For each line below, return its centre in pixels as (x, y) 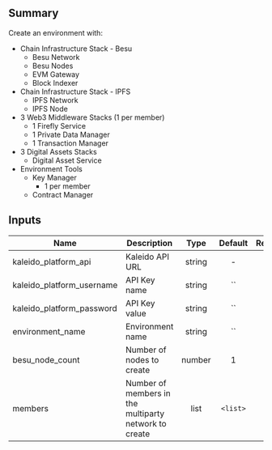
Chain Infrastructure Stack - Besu (76, 49)
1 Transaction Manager (70, 143)
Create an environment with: (56, 32)
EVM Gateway (55, 74)
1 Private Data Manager (71, 134)
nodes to (142, 359)
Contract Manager (63, 194)
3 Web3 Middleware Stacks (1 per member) (92, 117)
